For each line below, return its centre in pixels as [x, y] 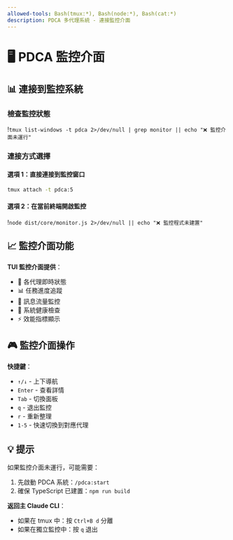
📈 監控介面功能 [41, 246]
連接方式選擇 [29, 156]
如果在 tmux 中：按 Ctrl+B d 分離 [65, 520]
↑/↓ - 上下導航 [37, 381]
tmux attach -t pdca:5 [40, 189]
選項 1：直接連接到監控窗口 [46, 174]
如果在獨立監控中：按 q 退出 [57, 530]
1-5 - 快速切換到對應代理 [53, 425]
